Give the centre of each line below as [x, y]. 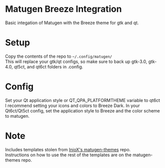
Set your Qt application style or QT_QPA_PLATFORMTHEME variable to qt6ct [82, 100]
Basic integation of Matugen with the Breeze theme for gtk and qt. [72, 23]
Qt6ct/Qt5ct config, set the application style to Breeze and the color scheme [82, 111]
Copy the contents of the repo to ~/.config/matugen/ [59, 56]
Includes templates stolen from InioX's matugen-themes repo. [68, 149]
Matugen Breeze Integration [64, 9]
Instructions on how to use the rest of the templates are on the [68, 155]
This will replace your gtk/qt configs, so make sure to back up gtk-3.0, [76, 61]
